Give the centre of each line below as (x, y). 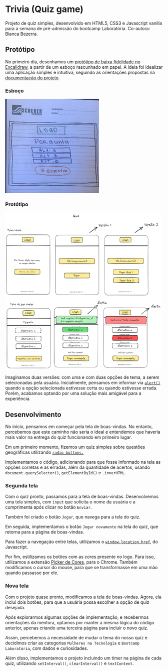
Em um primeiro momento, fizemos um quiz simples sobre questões (75, 447)
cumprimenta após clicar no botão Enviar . (48, 507)
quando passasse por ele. (32, 573)
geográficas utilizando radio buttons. (44, 452)
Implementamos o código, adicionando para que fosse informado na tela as (83, 462)
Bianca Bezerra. (22, 34)
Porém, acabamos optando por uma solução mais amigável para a (73, 393)
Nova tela (17, 586)
